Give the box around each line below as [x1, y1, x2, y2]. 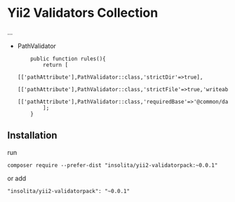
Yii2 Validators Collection [7, 5, 159, 21]
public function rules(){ [30, 55, 107, 62]
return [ [43, 61, 69, 68]
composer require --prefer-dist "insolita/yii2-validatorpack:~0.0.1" [7, 161, 218, 169]
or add [7, 174, 27, 182]
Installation [7, 130, 58, 142]
